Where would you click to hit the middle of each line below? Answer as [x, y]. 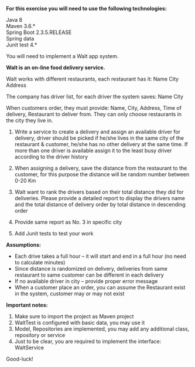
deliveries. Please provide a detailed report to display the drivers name [100, 198]
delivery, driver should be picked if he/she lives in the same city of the [99, 138]
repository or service [40, 335]
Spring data [20, 38]
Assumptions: [24, 245]
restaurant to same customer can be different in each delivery [89, 275]
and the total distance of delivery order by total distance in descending [100, 204]
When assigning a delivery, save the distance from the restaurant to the [101, 168]
